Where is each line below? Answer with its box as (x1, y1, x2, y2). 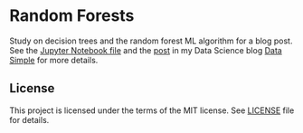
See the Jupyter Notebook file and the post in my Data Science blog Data (9, 44, 282, 55)
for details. (9, 114, 50, 125)
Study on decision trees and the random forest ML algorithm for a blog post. (9, 35, 293, 46)
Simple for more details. (9, 54, 99, 65)
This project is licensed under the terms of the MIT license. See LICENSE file (9, 105, 295, 116)
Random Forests (9, 5, 135, 26)
